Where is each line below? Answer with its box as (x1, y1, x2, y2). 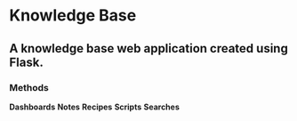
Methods (9, 81, 49, 93)
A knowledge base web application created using (9, 41, 289, 56)
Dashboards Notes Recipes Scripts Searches (9, 101, 181, 112)
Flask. (9, 54, 44, 69)
